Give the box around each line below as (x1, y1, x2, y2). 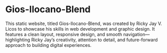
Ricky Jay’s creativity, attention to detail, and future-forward (31, 37, 158, 43)
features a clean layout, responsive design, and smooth (5, 31, 122, 37)
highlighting (5, 37, 31, 43)
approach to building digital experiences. (5, 42, 92, 48)
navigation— (123, 31, 150, 37)
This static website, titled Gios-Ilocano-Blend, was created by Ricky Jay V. (5, 20, 162, 26)
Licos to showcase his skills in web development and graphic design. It (5, 25, 155, 32)
